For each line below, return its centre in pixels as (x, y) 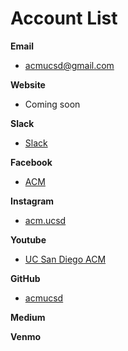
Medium (28, 317)
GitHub (25, 278)
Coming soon (52, 104)
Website (28, 84)
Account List (64, 18)
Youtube (28, 239)
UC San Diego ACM (65, 259)
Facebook (31, 162)
